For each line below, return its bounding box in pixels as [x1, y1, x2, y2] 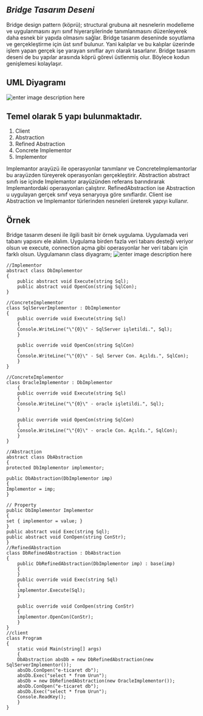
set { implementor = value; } [6, 518, 83, 524]
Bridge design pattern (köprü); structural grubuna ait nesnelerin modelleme [6, 21, 194, 28]
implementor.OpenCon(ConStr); [17, 614, 94, 620]
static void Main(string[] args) [17, 646, 102, 652]
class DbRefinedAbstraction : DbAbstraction [6, 550, 121, 556]
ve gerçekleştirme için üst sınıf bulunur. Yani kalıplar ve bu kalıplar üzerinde [6, 40, 195, 47]
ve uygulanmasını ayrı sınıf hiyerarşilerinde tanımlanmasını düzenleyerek [6, 27, 187, 35]
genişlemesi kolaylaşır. [6, 60, 63, 67]
